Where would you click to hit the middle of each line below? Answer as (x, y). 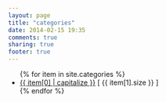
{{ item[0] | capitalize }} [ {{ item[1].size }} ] (89, 82)
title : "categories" (42, 23)
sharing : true (31, 45)
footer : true (29, 52)
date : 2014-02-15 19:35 (47, 30)
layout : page (29, 15)
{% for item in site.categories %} (72, 74)
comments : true (33, 37)
